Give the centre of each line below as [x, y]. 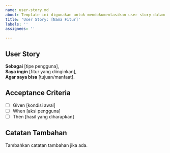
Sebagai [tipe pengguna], [32, 66]
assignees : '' [20, 29]
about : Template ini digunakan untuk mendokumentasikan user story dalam [85, 15]
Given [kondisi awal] [34, 105]
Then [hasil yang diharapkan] [44, 116]
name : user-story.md [27, 10]
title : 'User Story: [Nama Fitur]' [43, 19]
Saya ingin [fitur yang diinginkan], [41, 71]
